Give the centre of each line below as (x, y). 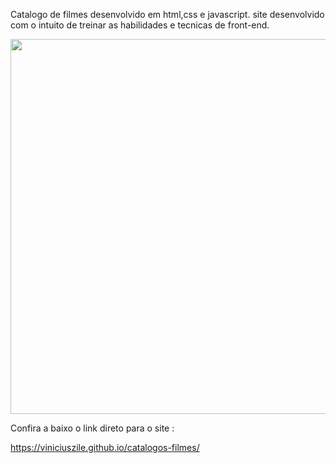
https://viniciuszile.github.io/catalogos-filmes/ (105, 447)
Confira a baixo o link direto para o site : (92, 428)
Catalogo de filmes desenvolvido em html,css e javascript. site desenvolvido (167, 14)
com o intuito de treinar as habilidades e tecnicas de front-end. (140, 25)
